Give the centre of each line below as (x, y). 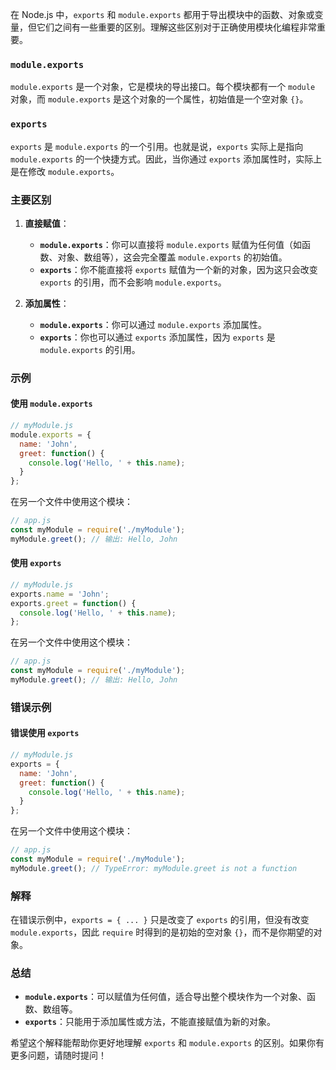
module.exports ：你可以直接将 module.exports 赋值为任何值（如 (170, 244)
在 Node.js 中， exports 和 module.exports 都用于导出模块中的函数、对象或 (162, 14)
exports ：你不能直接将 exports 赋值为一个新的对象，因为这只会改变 (178, 269)
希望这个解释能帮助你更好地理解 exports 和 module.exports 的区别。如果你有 (167, 1043)
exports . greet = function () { (73, 603)
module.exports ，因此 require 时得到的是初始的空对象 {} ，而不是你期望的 (162, 932)
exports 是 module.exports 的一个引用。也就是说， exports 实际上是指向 (157, 146)
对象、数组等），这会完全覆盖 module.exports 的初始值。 (172, 257)
